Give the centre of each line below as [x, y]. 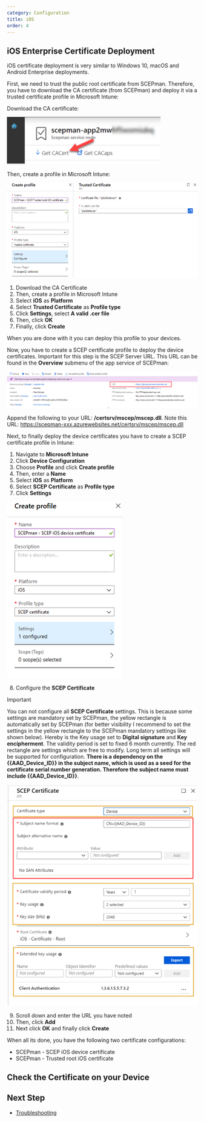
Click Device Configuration [50, 460]
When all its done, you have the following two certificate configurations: [97, 1040]
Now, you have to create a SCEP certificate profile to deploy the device [95, 350]
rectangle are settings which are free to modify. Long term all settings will [98, 750]
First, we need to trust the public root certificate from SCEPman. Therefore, [101, 84]
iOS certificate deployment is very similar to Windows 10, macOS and [93, 66]
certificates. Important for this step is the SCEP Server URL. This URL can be [102, 356]
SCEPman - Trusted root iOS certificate [64, 1058]
